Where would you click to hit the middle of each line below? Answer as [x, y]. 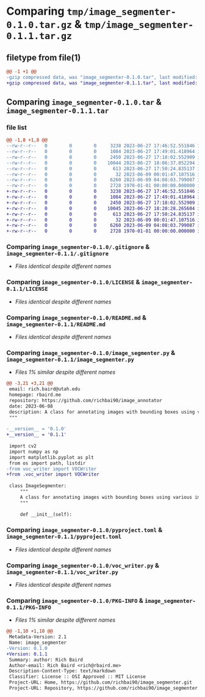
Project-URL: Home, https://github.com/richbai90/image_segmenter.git [100, 683]
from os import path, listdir [47, 463]
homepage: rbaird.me [35, 395]
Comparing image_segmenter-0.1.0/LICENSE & [73, 282]
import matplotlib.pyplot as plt [52, 457]
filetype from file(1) [44, 57]
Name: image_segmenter [38, 643]
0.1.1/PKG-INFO [29, 607]
